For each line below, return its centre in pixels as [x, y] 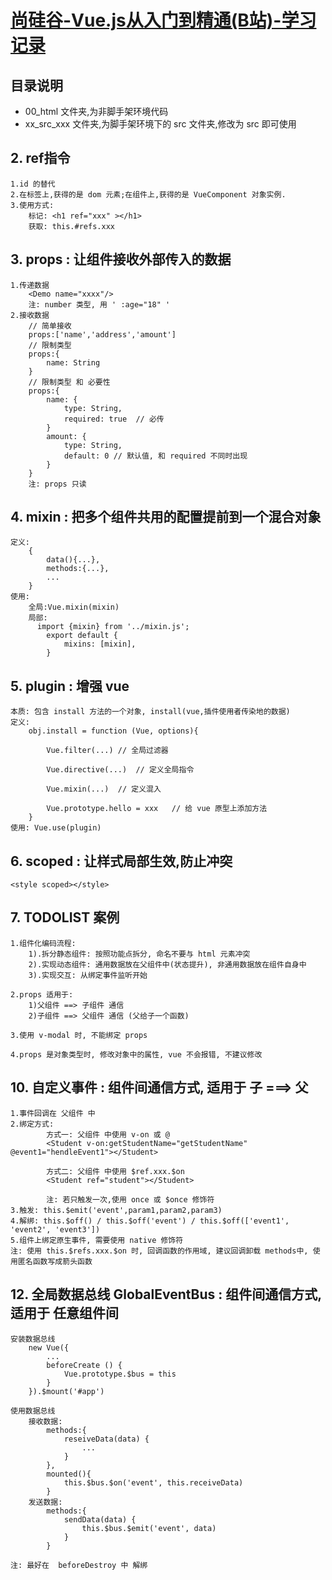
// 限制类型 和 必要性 [69, 382]
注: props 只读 [57, 484]
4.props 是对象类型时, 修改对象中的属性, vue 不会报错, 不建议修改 [136, 1054]
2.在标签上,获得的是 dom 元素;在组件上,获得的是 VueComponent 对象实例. [148, 194]
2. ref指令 [40, 158]
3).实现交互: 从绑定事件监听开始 [88, 975]
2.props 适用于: [42, 994]
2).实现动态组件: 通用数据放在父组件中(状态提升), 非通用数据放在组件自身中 [167, 964]
